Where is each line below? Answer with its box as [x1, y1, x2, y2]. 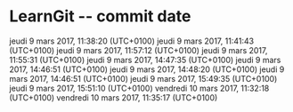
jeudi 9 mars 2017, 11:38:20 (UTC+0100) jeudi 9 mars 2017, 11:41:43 [9, 36, 255, 46]
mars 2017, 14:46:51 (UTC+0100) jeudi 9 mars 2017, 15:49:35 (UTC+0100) [9, 73, 278, 84]
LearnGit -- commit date [9, 6, 191, 27]
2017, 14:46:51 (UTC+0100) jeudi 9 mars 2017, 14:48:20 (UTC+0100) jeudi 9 [9, 64, 285, 75]
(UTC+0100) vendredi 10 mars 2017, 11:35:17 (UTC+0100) [9, 92, 218, 103]
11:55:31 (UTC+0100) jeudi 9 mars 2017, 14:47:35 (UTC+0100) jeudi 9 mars [9, 54, 281, 65]
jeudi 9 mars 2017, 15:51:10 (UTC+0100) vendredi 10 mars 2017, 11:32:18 [9, 83, 270, 93]
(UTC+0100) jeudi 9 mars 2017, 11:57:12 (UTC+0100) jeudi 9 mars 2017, [9, 44, 268, 55]
